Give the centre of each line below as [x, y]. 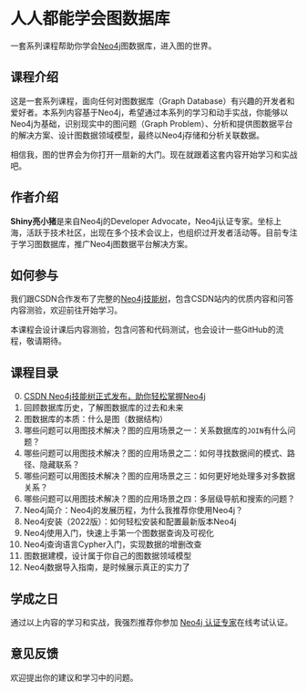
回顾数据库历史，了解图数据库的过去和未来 [103, 407]
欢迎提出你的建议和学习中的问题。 [74, 677]
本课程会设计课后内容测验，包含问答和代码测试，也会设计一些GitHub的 [143, 330]
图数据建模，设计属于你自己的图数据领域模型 [107, 556]
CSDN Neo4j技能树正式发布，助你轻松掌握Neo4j [114, 397]
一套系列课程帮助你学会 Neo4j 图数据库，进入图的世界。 [113, 46]
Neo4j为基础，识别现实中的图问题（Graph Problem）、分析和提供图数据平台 [152, 123]
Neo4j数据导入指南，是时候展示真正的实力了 [107, 567]
